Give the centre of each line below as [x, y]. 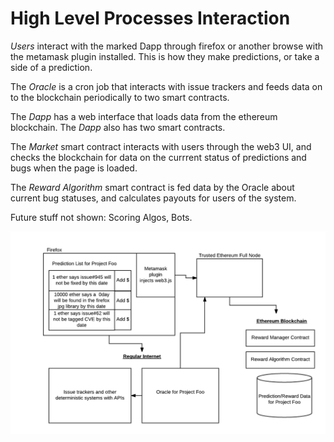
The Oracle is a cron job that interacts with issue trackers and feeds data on [166, 86]
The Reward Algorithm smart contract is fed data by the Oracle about [152, 187]
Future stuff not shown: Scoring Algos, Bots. [101, 217]
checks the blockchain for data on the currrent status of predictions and [158, 157]
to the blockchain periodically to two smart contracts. [120, 97]
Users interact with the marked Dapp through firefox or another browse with [167, 46]
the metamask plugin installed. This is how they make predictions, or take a [165, 56]
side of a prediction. [51, 67]
